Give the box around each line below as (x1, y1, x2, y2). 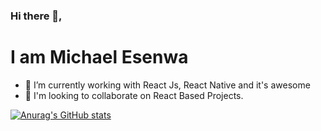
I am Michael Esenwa (10, 46, 189, 69)
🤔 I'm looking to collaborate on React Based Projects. (24, 89, 244, 101)
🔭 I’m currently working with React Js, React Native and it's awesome (24, 79, 311, 91)
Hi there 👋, (10, 9, 63, 23)
